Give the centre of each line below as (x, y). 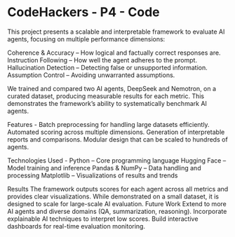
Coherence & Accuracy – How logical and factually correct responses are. (114, 53)
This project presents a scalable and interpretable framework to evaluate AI (116, 32)
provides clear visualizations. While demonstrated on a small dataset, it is (113, 196)
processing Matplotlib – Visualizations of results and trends (93, 175)
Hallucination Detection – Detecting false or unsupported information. (108, 67)
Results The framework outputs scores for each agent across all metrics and (118, 189)
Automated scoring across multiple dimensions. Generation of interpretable (116, 132)
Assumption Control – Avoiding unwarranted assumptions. (91, 75)
